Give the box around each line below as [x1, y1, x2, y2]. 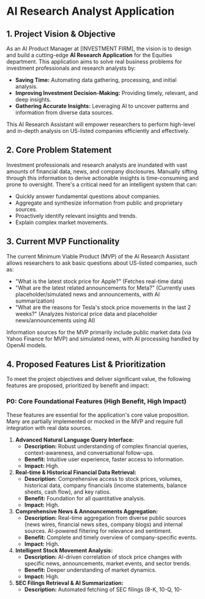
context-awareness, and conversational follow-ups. [24, 449, 155, 456]
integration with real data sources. [6, 424, 93, 431]
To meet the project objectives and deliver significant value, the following [6, 375, 191, 383]
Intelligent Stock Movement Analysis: [15, 546, 113, 554]
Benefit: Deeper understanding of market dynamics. [24, 566, 157, 573]
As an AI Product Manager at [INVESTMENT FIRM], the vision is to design [6, 45, 192, 52]
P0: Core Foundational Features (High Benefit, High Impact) [6, 397, 187, 405]
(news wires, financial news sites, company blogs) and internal [24, 521, 183, 528]
